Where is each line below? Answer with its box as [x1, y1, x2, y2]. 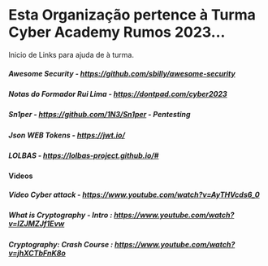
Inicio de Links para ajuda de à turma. [8, 50, 134, 59]
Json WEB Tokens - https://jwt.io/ [8, 130, 126, 140]
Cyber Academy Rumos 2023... [8, 23, 226, 41]
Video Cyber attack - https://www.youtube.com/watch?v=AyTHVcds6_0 [8, 190, 260, 199]
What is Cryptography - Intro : [8, 210, 113, 220]
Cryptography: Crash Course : [8, 239, 114, 249]
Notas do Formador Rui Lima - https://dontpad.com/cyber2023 [8, 89, 227, 98]
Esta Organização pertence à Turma [8, 6, 256, 24]
